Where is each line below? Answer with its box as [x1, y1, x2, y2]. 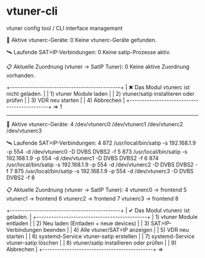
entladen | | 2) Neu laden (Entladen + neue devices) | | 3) [6, 220, 149, 227]
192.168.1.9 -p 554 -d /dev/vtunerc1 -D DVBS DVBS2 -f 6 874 [6, 154, 159, 162]
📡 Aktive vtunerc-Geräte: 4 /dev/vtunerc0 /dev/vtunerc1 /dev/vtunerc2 [6, 120, 183, 127]
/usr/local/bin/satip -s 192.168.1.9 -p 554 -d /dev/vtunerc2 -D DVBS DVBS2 [6, 160, 194, 168]
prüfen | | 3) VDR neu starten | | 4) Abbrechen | [6, 96, 125, 104]
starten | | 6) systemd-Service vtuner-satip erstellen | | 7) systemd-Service [6, 232, 195, 240]
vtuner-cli [6, 4, 58, 18]
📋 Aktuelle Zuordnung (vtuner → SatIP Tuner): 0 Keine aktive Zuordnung [6, 63, 190, 70]
